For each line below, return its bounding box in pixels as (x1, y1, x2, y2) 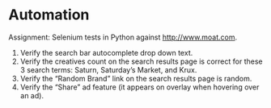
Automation (8, 6, 90, 24)
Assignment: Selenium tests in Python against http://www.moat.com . (8, 32, 237, 42)
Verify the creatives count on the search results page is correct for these (19, 56, 263, 66)
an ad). (19, 90, 44, 100)
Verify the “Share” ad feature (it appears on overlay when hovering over (19, 82, 260, 92)
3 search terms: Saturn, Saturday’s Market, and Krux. (19, 64, 197, 74)
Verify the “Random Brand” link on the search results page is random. (19, 73, 252, 83)
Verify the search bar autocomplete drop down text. (19, 48, 193, 57)
